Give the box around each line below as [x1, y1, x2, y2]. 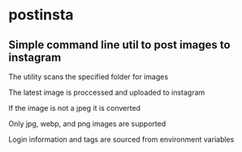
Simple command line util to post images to [8, 38, 231, 52]
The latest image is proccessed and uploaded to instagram [8, 87, 205, 97]
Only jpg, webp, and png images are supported [8, 119, 166, 129]
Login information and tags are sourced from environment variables [8, 135, 235, 144]
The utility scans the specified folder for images [8, 72, 169, 82]
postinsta [8, 6, 75, 24]
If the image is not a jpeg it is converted [8, 103, 140, 112]
